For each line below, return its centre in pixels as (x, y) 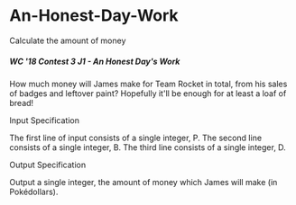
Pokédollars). (34, 192)
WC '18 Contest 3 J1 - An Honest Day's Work (95, 61)
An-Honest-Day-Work (94, 16)
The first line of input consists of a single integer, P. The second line (136, 138)
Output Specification (48, 165)
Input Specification (44, 120)
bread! (22, 102)
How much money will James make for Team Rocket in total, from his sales (148, 84)
